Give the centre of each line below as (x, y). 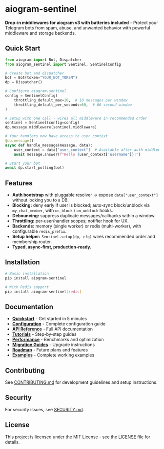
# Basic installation (27, 274)
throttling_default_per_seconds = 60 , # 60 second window (73, 105)
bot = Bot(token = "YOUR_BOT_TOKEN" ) (41, 78)
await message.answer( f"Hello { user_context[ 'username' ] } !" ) (77, 154)
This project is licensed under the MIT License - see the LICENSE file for (78, 437)
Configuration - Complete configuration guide (59, 324)
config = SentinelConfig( (31, 96)
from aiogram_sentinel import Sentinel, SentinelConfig (63, 64)
